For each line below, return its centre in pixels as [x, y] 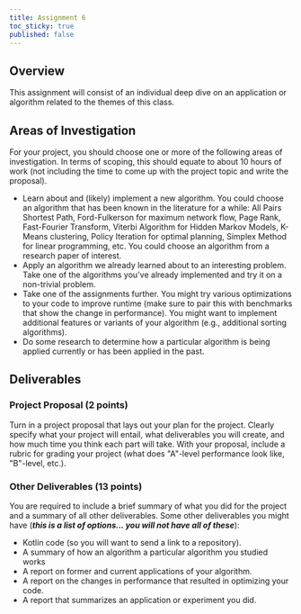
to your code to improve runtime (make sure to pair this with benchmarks [157, 303]
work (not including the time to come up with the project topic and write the [149, 171]
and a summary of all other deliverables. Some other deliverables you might [149, 515]
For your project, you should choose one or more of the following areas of [146, 152]
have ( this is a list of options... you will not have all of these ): [124, 525]
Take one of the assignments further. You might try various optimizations [157, 294]
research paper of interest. [72, 256]
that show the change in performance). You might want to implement [150, 313]
